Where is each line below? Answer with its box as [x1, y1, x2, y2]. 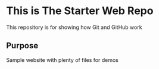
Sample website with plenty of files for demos [6, 56, 119, 63]
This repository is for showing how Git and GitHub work [6, 24, 142, 31]
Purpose [6, 41, 39, 51]
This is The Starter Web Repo [6, 4, 154, 18]
